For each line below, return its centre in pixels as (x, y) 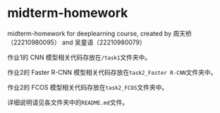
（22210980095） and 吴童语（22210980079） (77, 42)
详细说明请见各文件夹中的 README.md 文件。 (68, 102)
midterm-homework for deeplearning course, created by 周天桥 (100, 33)
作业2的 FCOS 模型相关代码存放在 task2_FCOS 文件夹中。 (88, 87)
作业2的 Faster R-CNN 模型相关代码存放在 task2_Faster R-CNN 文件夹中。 (112, 72)
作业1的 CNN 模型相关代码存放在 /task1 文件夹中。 (79, 57)
